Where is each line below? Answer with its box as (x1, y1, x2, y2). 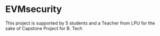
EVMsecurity (5, 3, 62, 15)
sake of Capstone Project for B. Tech (5, 25, 83, 31)
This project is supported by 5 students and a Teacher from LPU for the (5, 20, 155, 26)
